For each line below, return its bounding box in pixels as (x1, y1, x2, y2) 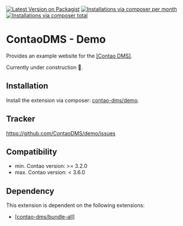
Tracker (6, 114, 35, 124)
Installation (6, 81, 48, 91)
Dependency (6, 186, 54, 196)
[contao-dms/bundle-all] (14, 214, 75, 221)
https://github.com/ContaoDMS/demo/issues (6, 129, 116, 136)
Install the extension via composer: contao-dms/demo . (6, 97, 139, 104)
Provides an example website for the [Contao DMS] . (6, 52, 133, 59)
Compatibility (6, 147, 57, 157)
